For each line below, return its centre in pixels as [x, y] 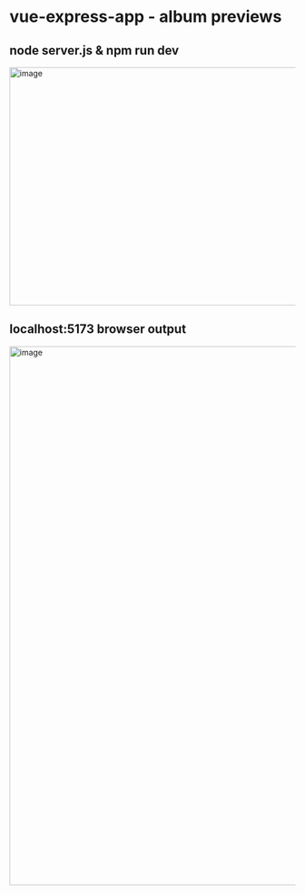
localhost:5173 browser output [98, 329]
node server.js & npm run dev [94, 50]
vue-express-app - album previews [146, 17]
